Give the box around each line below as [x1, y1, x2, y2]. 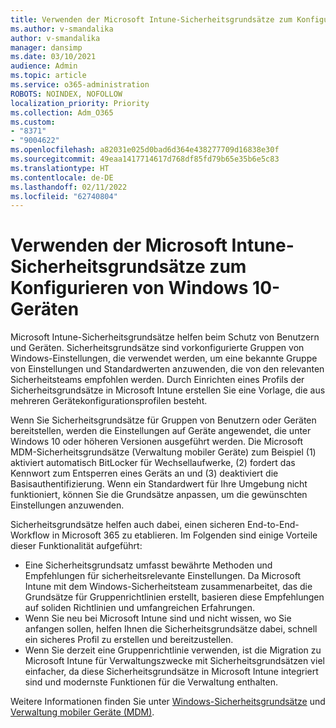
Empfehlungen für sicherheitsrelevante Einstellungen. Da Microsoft [24, 570, 301, 582]
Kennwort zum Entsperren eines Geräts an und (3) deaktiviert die [10, 467, 279, 480]
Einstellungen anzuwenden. [10, 499, 125, 511]
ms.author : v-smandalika [10, 24, 114, 34]
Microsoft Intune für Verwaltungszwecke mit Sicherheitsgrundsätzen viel [24, 655, 325, 667]
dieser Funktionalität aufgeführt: [10, 540, 143, 552]
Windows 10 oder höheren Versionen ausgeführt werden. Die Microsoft [10, 436, 304, 448]
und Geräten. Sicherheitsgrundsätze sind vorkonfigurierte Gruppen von [10, 342, 305, 354]
